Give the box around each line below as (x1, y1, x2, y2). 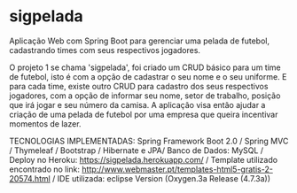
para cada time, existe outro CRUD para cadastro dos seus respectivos (9, 81, 269, 91)
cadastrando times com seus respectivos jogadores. (9, 44, 201, 55)
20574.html (9, 173, 51, 183)
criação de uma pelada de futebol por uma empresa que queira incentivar (9, 109, 278, 120)
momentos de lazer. (9, 118, 82, 129)
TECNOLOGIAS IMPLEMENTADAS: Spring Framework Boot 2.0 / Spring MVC (9, 135, 289, 146)
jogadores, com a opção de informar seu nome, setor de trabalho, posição (9, 90, 281, 101)
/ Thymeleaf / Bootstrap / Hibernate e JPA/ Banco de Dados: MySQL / (9, 144, 264, 156)
